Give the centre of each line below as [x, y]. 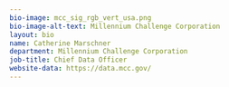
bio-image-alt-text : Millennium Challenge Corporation [115, 26]
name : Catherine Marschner [60, 43]
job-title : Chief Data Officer [68, 60]
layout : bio [32, 34]
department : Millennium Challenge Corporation [99, 52]
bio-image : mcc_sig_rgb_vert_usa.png [81, 18]
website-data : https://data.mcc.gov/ [81, 69]
